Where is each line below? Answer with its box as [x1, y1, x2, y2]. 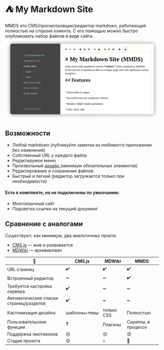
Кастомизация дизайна [7, 309, 56, 315]
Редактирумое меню [12, 158, 56, 164]
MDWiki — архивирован [12, 247, 62, 253]
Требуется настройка [7, 283, 52, 289]
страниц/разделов [7, 300, 46, 306]
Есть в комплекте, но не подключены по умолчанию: [5, 189, 120, 195]
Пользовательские [7, 319, 47, 325]
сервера [7, 288, 25, 294]
